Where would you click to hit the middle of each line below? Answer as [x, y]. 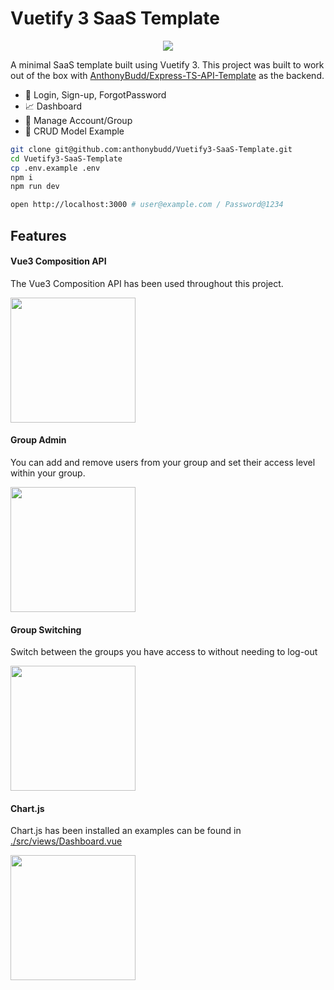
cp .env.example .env [55, 168]
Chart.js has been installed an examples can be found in [126, 831]
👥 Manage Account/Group [78, 120]
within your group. [48, 473]
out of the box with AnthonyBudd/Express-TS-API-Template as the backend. [167, 75]
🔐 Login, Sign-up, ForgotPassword [95, 94]
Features [38, 235]
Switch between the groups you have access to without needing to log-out [164, 652]
